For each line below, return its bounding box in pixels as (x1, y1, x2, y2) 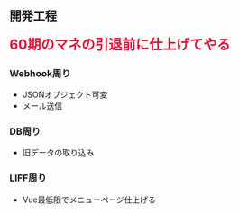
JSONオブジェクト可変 (22, 89, 108, 101)
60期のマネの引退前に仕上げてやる (9, 35, 231, 53)
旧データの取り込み (22, 147, 95, 158)
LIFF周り (9, 172, 47, 184)
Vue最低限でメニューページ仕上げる (22, 194, 156, 205)
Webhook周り (9, 67, 71, 79)
